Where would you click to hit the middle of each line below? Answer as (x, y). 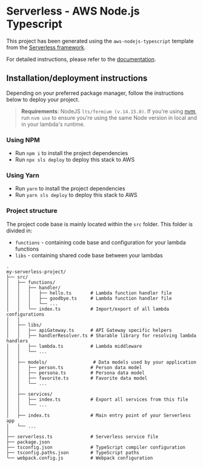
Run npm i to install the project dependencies (72, 153)
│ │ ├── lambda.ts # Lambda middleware (74, 346)
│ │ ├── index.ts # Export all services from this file (97, 400)
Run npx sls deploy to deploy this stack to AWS (75, 160)
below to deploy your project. (43, 99)
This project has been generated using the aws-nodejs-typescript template (100, 41)
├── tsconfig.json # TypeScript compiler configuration (96, 447)
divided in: (19, 230)
